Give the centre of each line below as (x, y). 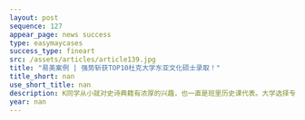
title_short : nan (42, 77)
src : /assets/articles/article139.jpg (83, 60)
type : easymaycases (46, 43)
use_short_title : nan (50, 85)
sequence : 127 (36, 26)
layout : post (34, 18)
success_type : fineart (52, 51)
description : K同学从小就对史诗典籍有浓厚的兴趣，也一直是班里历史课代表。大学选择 (149, 93)
